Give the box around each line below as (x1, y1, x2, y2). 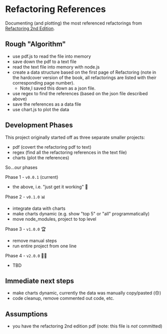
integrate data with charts (12, 205, 66, 211)
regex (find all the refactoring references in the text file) (12, 149, 127, 155)
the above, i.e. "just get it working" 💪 (12, 184, 88, 190)
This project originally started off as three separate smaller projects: (5, 134, 145, 140)
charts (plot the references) (12, 154, 69, 161)
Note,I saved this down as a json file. (19, 85, 96, 91)
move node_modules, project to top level (12, 216, 96, 222)
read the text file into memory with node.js (12, 64, 100, 70)
